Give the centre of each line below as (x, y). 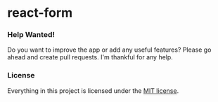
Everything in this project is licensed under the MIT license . (93, 90)
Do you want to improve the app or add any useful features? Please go (109, 50)
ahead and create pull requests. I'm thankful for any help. (90, 57)
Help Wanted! (31, 35)
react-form (40, 13)
